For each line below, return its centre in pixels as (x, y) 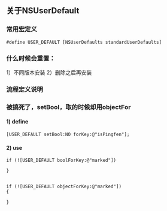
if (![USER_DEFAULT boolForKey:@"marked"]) (61, 161)
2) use (14, 147)
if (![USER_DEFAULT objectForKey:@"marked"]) (64, 187)
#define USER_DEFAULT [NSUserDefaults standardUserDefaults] (84, 42)
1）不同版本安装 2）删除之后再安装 (49, 72)
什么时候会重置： (31, 58)
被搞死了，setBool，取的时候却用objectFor (69, 107)
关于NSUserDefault (43, 11)
